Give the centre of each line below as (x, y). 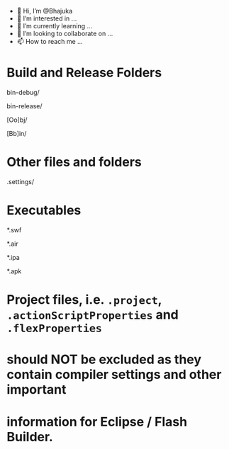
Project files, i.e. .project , (84, 300)
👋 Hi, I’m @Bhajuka (45, 11)
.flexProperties (54, 329)
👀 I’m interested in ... (47, 18)
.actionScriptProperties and (93, 314)
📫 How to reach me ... (50, 41)
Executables (44, 211)
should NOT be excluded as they (104, 359)
